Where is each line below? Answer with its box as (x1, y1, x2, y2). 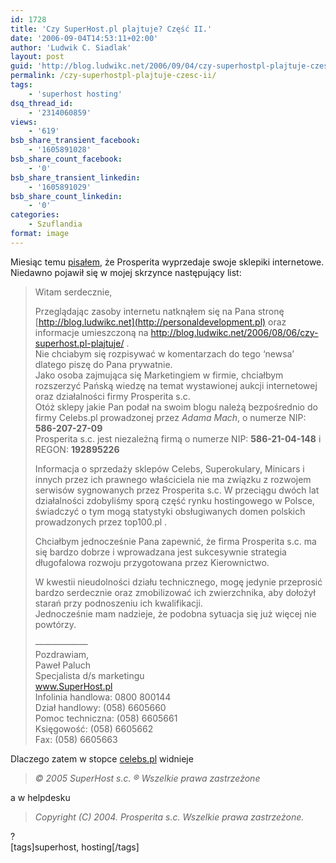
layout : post (10, 52, 65, 62)
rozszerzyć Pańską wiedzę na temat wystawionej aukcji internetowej (34, 379, 318, 391)
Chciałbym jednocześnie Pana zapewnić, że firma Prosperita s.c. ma (34, 535, 317, 547)
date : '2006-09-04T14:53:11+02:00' (10, 33, 159, 43)
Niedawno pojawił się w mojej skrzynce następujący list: (10, 266, 242, 278)
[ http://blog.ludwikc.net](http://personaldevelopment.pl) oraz (34, 316, 287, 328)
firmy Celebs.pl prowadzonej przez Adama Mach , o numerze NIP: (34, 411, 307, 423)
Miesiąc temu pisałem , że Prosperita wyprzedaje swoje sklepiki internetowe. (10, 256, 325, 268)
